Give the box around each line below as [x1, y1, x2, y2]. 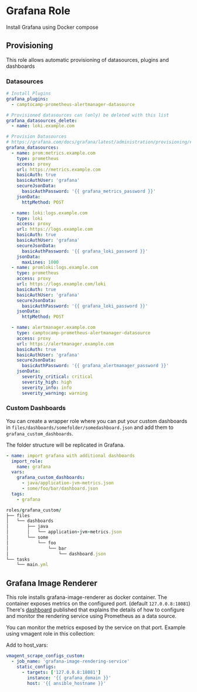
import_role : [11, 458, 43, 464]
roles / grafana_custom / [6, 507, 62, 513]
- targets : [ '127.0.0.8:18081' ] [21, 669, 101, 675]
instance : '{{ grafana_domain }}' [27, 675, 111, 681]
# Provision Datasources [6, 134, 67, 139]
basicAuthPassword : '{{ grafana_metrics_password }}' [21, 188, 157, 195]
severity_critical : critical [21, 374, 93, 380]
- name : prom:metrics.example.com [11, 150, 96, 156]
